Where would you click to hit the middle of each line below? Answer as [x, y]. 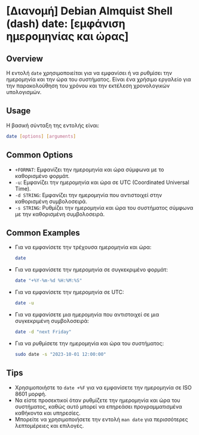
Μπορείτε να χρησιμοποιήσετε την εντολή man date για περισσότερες [101, 419]
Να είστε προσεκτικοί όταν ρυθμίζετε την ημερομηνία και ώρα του [97, 400]
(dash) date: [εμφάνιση [66, 24]
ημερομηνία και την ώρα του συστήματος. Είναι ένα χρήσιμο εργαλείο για [99, 79]
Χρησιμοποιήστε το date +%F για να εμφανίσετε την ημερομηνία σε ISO [103, 387]
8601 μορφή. [30, 394]
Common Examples [43, 233]
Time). [23, 188]
